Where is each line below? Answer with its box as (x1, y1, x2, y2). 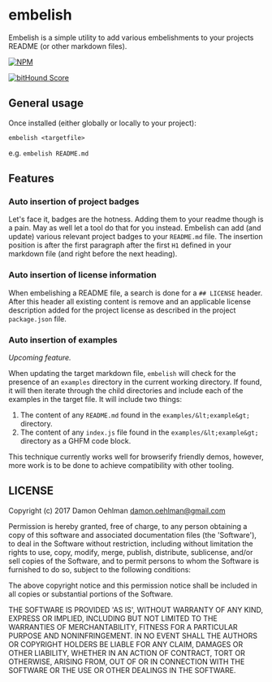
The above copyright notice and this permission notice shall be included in (8, 580, 257, 590)
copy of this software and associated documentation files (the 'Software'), (8, 530, 257, 540)
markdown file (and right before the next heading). (8, 249, 178, 259)
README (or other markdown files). (8, 41, 127, 50)
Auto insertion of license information (8, 269, 157, 281)
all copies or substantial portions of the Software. (8, 588, 173, 599)
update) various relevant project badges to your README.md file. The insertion (8, 232, 263, 242)
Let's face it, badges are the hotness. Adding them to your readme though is (8, 214, 264, 225)
